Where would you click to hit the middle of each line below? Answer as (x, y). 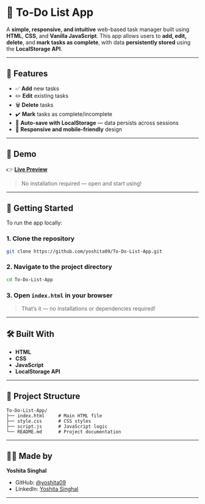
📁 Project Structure (43, 396)
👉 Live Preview (27, 169)
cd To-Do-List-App (30, 279)
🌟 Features (27, 74)
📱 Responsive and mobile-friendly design (69, 129)
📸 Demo (21, 154)
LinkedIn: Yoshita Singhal (47, 489)
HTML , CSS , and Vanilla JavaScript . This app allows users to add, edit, (97, 35)
